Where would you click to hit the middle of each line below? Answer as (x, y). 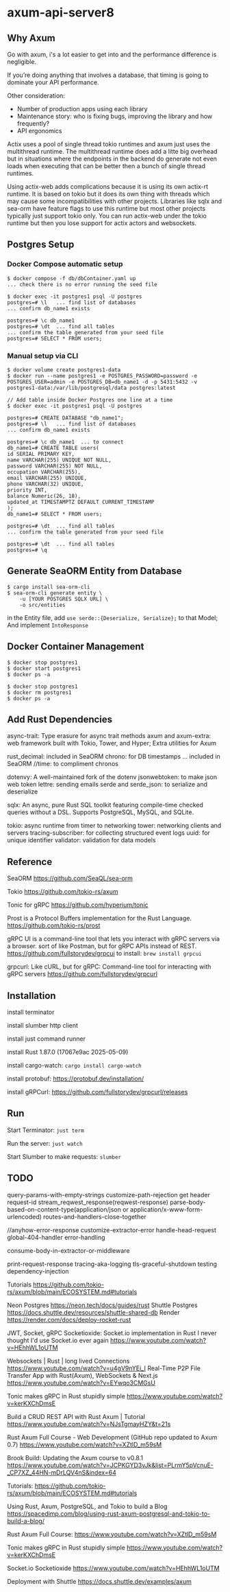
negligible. (22, 62)
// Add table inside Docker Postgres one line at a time (90, 400)
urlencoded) (25, 1216)
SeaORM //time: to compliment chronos (63, 764)
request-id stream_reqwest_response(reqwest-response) (88, 1202)
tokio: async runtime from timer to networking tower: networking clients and (114, 826)
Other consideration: (36, 95)
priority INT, (27, 490)
